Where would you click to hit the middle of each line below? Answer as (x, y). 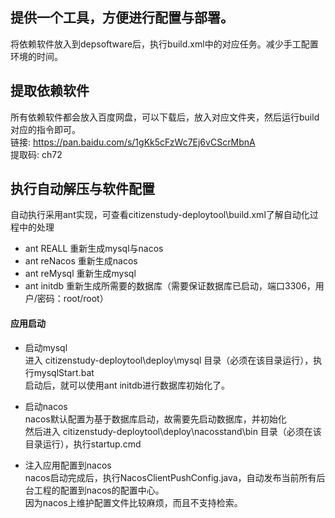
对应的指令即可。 (45, 129)
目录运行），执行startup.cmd (83, 444)
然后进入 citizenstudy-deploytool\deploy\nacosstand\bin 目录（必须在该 (173, 431)
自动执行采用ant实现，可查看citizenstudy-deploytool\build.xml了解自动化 (160, 215)
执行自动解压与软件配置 (82, 189)
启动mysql (46, 347)
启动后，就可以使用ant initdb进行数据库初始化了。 (127, 385)
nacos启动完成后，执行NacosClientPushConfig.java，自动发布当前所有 (170, 477)
